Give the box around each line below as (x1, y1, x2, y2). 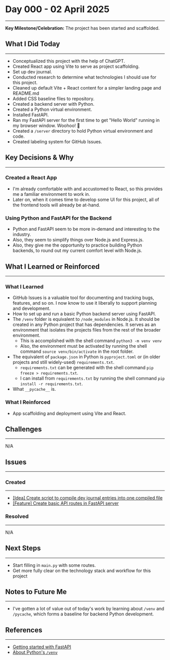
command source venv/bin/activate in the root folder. (20, 348, 134, 355)
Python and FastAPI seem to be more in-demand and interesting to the (12, 226, 160, 232)
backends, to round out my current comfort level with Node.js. (12, 247, 143, 254)
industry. (12, 231, 31, 237)
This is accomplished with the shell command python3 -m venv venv (20, 338, 162, 344)
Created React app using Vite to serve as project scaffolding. (12, 63, 140, 69)
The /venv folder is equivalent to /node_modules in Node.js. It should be (12, 316, 160, 322)
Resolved (5, 513, 29, 520)
